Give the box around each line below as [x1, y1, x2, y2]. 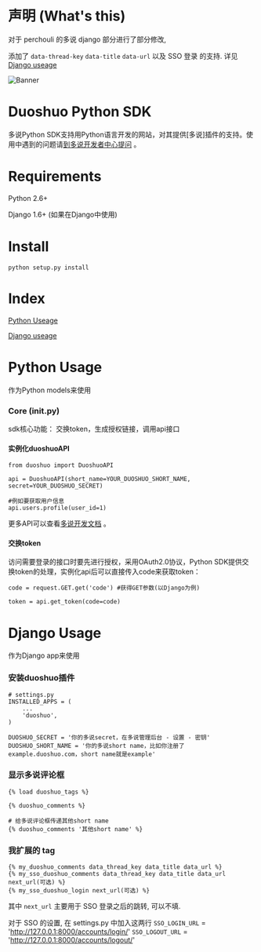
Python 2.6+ [8, 193, 49, 202]
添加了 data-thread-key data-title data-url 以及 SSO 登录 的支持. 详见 [8, 51, 238, 60]
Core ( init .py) [8, 405, 60, 416]
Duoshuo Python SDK [8, 103, 152, 121]
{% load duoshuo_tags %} [8, 788, 89, 796]
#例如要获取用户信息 [8, 498, 65, 505]
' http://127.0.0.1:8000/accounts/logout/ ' [8, 936, 136, 945]
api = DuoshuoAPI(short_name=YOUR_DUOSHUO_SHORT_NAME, [8, 476, 191, 483]
